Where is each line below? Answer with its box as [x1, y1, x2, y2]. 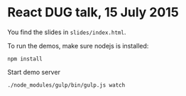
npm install [7, 55, 43, 63]
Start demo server [7, 68, 60, 76]
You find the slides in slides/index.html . [7, 28, 126, 36]
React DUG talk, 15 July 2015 [7, 4, 179, 21]
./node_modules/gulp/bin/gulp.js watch [7, 81, 126, 89]
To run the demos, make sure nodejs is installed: [7, 41, 149, 50]
